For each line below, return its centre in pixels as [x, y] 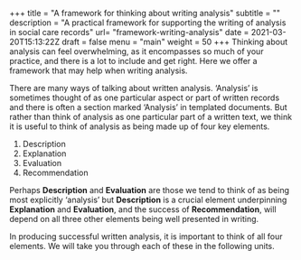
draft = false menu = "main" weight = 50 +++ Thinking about [175, 42]
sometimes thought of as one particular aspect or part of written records [145, 97]
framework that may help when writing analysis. [99, 70]
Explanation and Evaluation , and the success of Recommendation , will [143, 209]
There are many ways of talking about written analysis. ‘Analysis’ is [134, 88]
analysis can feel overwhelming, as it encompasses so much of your [136, 51]
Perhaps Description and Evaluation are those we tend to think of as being [150, 190]
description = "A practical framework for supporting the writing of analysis [148, 23]
